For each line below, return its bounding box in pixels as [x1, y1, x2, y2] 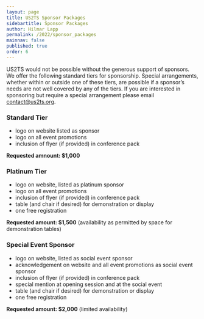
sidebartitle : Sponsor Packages [6, 20, 88, 26]
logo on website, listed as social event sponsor [15, 254, 133, 262]
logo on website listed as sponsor [15, 127, 100, 134]
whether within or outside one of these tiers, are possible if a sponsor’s [6, 78, 185, 86]
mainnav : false [6, 37, 45, 43]
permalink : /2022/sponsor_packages [6, 32, 97, 38]
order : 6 [6, 49, 29, 55]
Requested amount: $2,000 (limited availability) [6, 305, 128, 312]
